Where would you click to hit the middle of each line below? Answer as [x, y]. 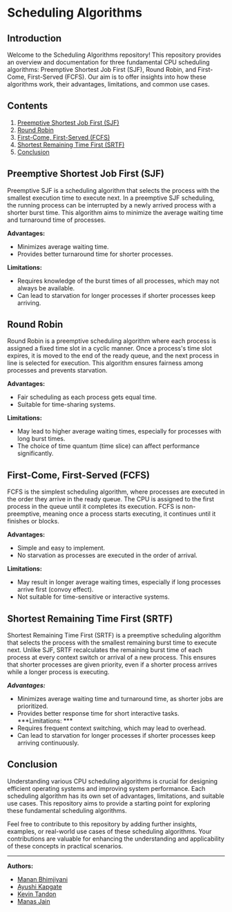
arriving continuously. [48, 743]
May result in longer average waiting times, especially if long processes [119, 582]
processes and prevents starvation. [58, 371]
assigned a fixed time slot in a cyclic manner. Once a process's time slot [110, 348]
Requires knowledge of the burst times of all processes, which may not [118, 281]
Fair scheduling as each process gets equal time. [87, 397]
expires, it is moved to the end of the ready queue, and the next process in [113, 356]
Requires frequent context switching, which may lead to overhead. [112, 728]
